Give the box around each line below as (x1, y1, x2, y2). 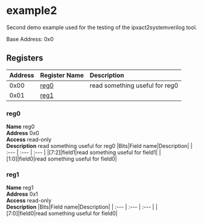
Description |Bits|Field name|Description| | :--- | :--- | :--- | (6, 204, 155, 211)
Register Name (40, 71, 84, 79)
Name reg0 (6, 123, 35, 130)
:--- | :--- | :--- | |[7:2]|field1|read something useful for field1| (6, 149, 158, 156)
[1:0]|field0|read (6, 155, 47, 162)
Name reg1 (6, 184, 34, 191)
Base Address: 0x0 (6, 35, 54, 42)
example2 (6, 4, 58, 18)
